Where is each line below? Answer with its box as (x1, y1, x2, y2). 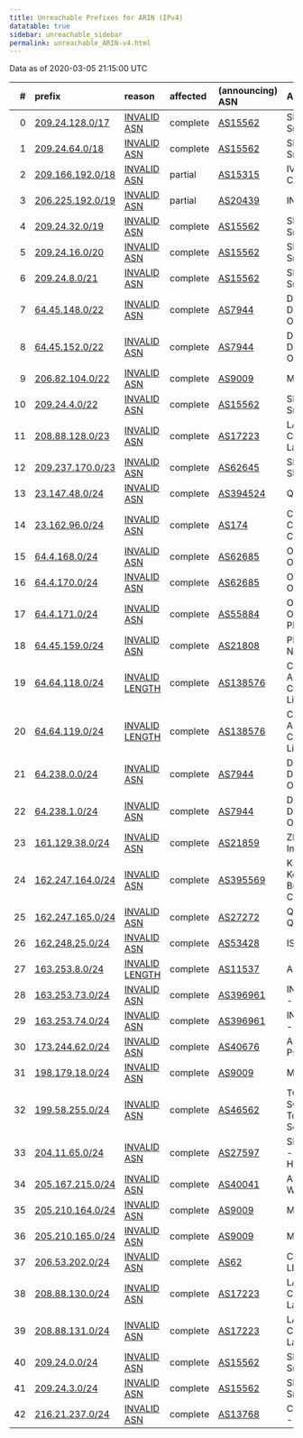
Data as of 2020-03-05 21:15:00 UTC (9, 63, 148, 74)
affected (170, 90, 207, 103)
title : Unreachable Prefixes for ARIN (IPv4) (9, 13, 183, 23)
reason (124, 90, 155, 103)
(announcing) (217, 85, 278, 97)
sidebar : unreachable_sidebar (9, 30, 124, 39)
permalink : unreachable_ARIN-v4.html (9, 38, 151, 48)
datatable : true (9, 22, 70, 31)
